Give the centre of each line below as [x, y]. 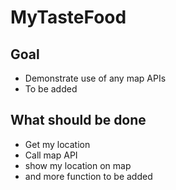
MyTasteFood [68, 17]
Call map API [51, 155]
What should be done [78, 120]
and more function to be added [88, 176]
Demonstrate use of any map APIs [95, 78]
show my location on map [78, 165]
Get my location [57, 144]
